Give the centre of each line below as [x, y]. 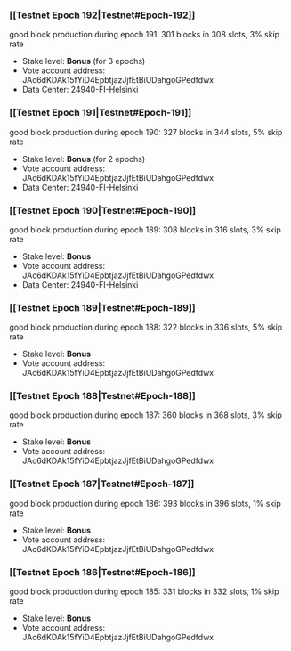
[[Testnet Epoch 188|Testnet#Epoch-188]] [102, 396]
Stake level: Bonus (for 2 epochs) [84, 159]
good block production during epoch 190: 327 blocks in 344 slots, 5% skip [146, 132]
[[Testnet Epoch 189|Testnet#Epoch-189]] [102, 307]
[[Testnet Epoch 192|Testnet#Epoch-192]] [102, 15]
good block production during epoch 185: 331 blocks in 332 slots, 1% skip [144, 591]
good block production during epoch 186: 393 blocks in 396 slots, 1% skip [145, 503]
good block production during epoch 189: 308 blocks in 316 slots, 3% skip [145, 229]
